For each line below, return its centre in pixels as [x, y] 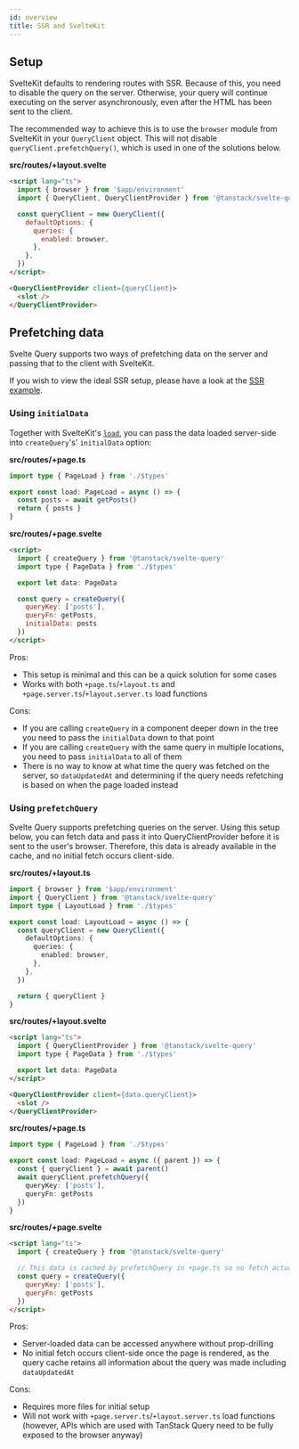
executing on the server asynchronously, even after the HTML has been [141, 102]
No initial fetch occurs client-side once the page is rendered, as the [145, 1353]
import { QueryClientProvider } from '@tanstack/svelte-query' [137, 1046]
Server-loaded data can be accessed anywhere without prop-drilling [148, 1344]
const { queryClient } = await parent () [93, 1169]
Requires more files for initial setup [86, 1407]
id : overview [33, 17]
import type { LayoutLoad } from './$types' [93, 905]
